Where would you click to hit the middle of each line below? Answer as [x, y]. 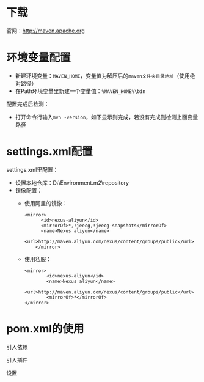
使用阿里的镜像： [46, 203]
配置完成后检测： [28, 104]
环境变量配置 [39, 58]
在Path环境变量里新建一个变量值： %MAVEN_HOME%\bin [80, 91]
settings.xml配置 [49, 152]
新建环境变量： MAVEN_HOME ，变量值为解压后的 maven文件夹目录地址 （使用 [103, 75]
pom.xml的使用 [45, 329]
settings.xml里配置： [32, 169]
